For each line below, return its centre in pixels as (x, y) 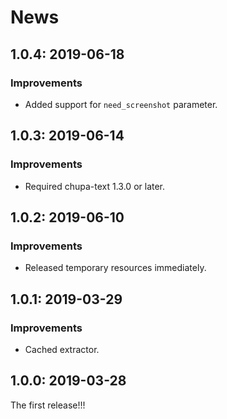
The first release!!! (48, 405)
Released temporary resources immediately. (115, 268)
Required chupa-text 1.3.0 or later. (95, 186)
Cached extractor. (62, 349)
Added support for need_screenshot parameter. (121, 104)
